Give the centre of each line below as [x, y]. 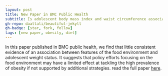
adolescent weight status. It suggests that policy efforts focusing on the [79, 57]
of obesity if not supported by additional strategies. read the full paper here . [83, 68]
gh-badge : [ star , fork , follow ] [39, 28]
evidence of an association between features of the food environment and [81, 52]
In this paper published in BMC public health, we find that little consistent [80, 47]
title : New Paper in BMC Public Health [47, 14]
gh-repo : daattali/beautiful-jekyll [43, 24]
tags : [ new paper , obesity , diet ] [41, 33]
